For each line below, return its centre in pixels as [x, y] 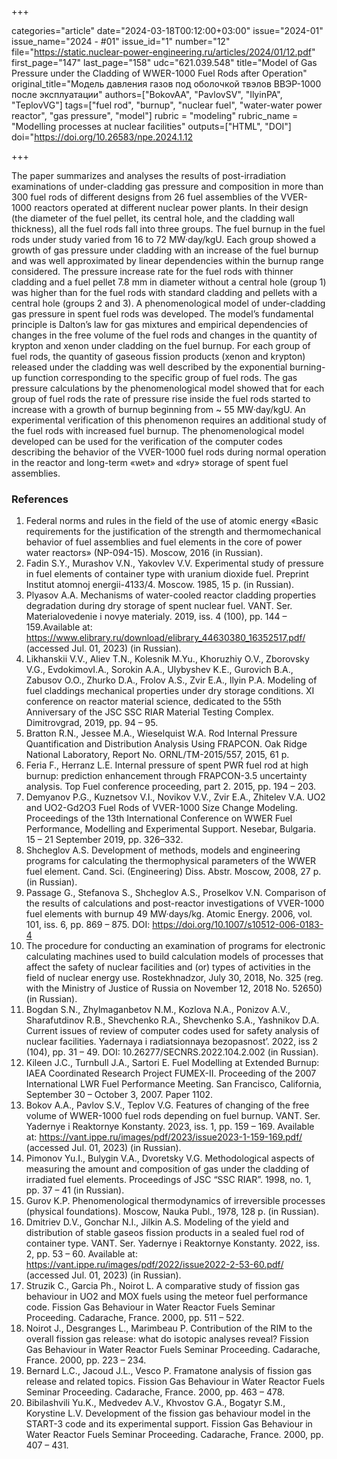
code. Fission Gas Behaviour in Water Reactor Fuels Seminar [150, 1307]
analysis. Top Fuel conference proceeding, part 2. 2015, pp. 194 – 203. [171, 787]
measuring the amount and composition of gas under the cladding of [167, 1169]
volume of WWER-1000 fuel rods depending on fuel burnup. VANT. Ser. [173, 1116]
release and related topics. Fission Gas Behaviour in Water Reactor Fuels [175, 1382]
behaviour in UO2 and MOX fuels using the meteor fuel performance [166, 1297]
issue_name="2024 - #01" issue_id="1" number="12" [121, 41]
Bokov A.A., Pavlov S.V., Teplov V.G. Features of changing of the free [167, 1105]
